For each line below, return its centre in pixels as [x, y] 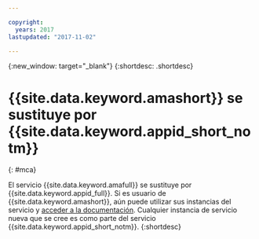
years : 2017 [35, 29]
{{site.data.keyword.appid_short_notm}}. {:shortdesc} [95, 227]
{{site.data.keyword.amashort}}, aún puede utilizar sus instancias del [120, 202]
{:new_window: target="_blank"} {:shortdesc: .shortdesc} [101, 66]
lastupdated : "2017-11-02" [52, 37]
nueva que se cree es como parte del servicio [82, 219]
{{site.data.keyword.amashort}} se [126, 98]
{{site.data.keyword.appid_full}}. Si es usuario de [87, 193]
